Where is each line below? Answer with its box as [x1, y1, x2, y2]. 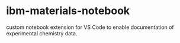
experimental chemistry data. [6, 29, 78, 37]
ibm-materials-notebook [6, 4, 130, 18]
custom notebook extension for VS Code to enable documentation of [6, 24, 174, 31]
